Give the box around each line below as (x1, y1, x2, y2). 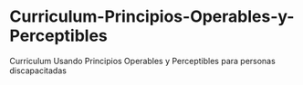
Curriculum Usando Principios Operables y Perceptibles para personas (9, 55, 276, 66)
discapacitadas (9, 65, 67, 76)
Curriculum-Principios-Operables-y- (9, 6, 295, 27)
